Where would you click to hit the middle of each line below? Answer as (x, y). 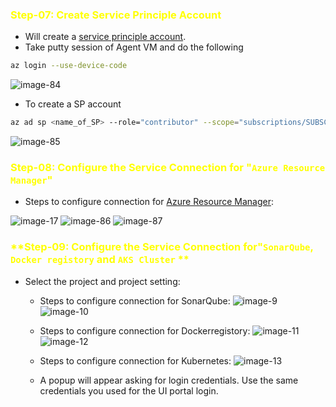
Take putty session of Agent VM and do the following (134, 47)
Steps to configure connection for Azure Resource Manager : (149, 202)
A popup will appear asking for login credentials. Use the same (169, 380)
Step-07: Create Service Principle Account (116, 15)
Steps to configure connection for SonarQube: (135, 300)
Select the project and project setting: (102, 281)
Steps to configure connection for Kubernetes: (135, 360)
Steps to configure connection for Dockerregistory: (145, 330)
